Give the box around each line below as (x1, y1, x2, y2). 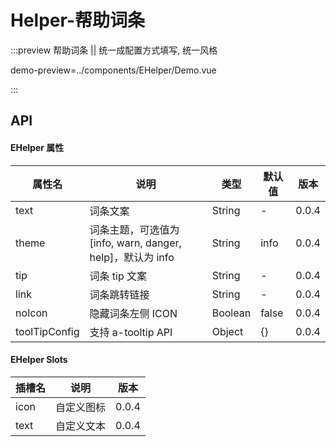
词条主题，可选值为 (89, 222, 180, 236)
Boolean (211, 306, 252, 320)
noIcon (15, 306, 48, 320)
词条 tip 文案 (89, 269, 147, 283)
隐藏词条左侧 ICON (89, 306, 178, 320)
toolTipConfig (15, 324, 80, 338)
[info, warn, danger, (89, 236, 182, 250)
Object (211, 324, 244, 338)
